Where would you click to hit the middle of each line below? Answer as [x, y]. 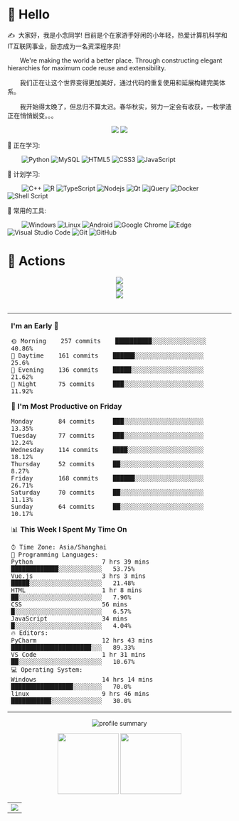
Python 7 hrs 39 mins [80, 562]
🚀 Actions [36, 261]
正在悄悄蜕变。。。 [32, 115]
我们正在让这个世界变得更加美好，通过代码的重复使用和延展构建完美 [119, 82]
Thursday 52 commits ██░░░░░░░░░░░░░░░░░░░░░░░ [107, 464]
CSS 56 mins [69, 604]
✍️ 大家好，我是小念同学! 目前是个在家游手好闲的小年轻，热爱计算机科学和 [117, 35]
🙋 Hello [28, 15]
